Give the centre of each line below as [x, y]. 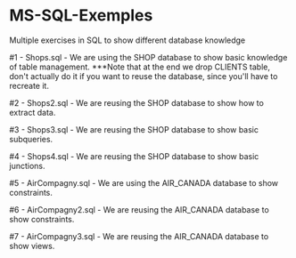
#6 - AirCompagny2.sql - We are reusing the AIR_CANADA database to [139, 209]
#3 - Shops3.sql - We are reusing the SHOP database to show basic [134, 129]
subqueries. [31, 139]
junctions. [27, 165]
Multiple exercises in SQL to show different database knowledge [127, 40]
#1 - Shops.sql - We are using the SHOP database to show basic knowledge [148, 57]
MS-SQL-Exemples [81, 16]
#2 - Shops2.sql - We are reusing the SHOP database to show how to [137, 102]
